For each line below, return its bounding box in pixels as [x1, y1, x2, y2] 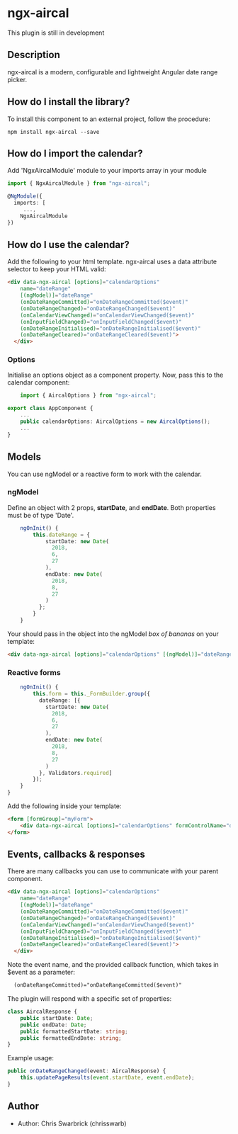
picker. [7, 75, 27, 84]
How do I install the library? [7, 96, 130, 108]
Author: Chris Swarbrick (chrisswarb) [17, 1119, 127, 1128]
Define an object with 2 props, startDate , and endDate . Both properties [7, 503, 216, 511]
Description [7, 49, 60, 61]
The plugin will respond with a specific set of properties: [7, 994, 172, 1003]
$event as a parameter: [7, 968, 76, 977]
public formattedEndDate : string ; [20, 1034, 122, 1042]
